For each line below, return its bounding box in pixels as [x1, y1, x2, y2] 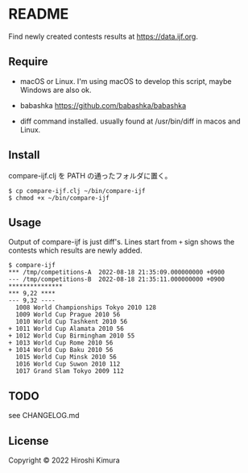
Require [8, 55, 48, 69]
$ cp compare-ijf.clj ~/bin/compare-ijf [8, 186, 147, 195]
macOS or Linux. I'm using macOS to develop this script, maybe [19, 76, 232, 86]
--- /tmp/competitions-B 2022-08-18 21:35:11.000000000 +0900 [8, 275, 225, 283]
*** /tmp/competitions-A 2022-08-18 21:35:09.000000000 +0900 [8, 268, 225, 277]
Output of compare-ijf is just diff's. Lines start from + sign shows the [8, 237, 235, 247]
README [8, 5, 69, 23]
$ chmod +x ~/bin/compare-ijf [8, 194, 110, 202]
